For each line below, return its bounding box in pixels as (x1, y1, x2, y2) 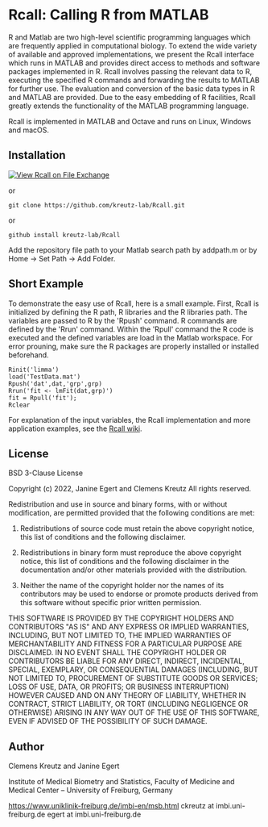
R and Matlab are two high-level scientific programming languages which (8, 32, 251, 42)
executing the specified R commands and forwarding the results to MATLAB (8, 75, 260, 85)
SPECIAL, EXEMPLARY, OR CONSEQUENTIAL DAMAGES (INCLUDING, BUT (8, 665, 259, 675)
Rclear (8, 401, 31, 409)
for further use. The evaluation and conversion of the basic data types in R (8, 83, 255, 94)
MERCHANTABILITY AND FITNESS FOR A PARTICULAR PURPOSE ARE (8, 639, 243, 649)
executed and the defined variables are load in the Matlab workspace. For (8, 332, 254, 342)
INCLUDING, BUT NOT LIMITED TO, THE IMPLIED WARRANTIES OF (8, 631, 232, 641)
